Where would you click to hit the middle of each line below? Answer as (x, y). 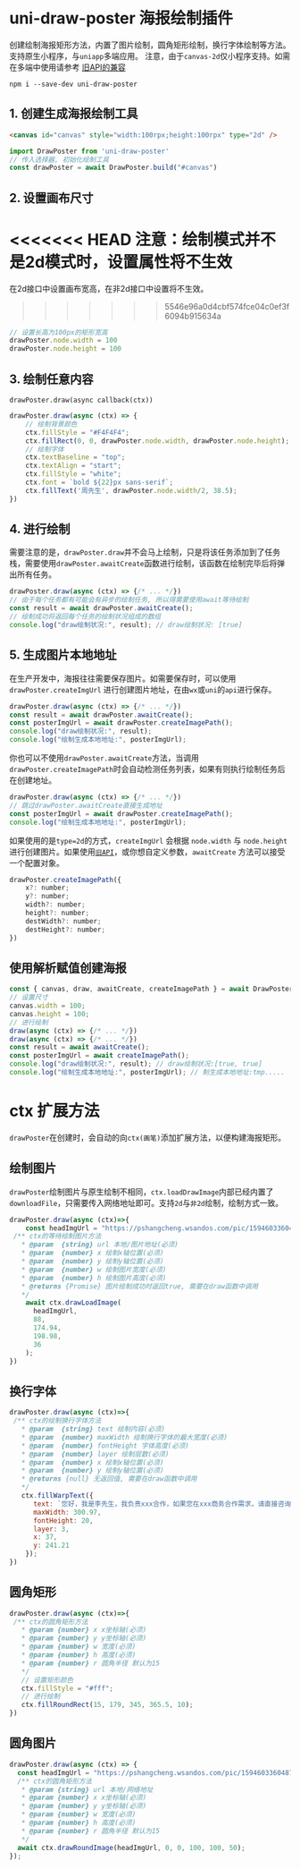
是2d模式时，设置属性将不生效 (121, 262)
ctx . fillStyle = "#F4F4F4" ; (77, 432)
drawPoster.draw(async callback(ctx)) (81, 400)
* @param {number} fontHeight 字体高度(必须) (105, 1446)
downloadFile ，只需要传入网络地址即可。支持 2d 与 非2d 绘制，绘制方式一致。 (146, 1202)
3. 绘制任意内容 (51, 379)
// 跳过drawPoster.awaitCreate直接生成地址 (86, 805)
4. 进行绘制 (40, 529)
